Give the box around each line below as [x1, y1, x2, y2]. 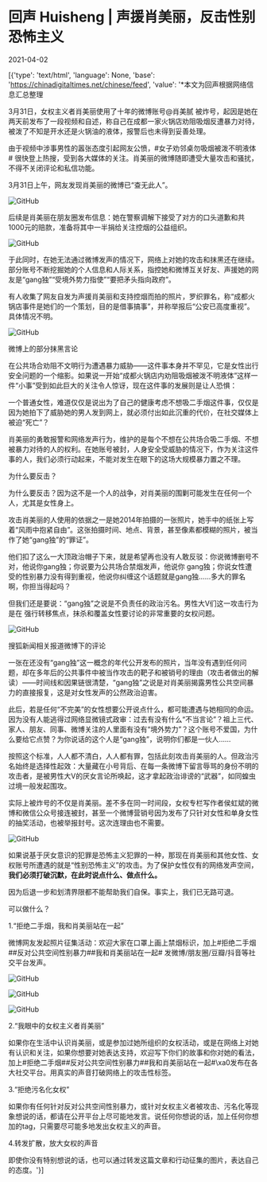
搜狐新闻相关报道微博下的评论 [8, 641, 106, 650]
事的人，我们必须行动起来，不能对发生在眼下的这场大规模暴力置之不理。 [8, 454, 245, 463]
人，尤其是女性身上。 [8, 497, 78, 507]
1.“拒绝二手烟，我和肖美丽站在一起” [8, 921, 125, 930]
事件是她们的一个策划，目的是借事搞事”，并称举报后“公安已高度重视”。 [21, 301, 254, 311]
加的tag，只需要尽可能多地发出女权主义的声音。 [8, 1121, 165, 1131]
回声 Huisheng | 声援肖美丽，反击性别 [8, 8, 256, 26]
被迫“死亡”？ [8, 417, 50, 427]
